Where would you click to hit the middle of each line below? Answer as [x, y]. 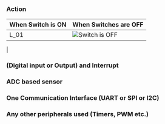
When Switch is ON [38, 25]
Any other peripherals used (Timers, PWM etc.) [77, 114]
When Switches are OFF [108, 25]
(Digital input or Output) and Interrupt [63, 65]
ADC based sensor [35, 82]
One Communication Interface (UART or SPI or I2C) [83, 98]
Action [16, 9]
